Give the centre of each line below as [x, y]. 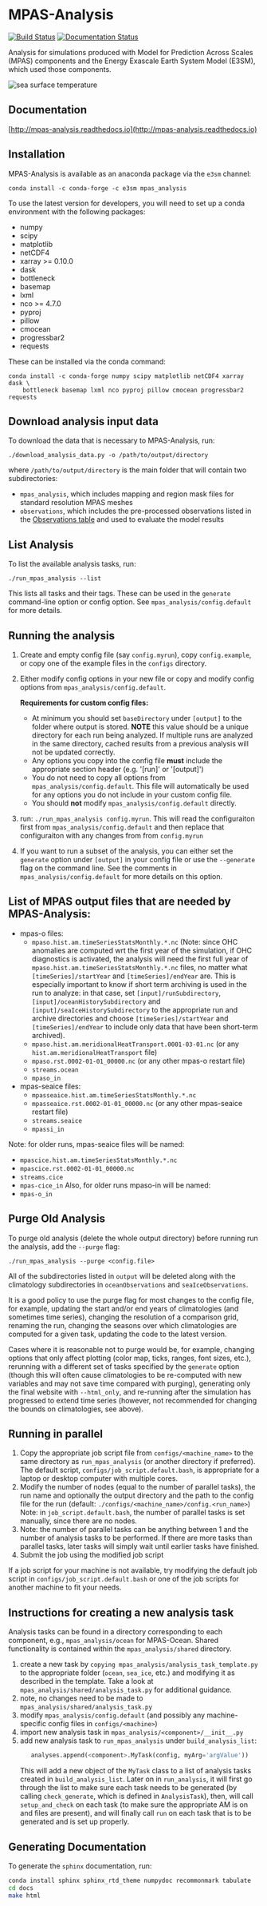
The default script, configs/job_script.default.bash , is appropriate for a [139, 1470]
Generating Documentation [77, 1846]
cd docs [21, 1888]
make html [25, 1896]
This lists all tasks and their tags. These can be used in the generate [120, 594]
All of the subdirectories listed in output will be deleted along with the [122, 1275]
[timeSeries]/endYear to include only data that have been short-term [145, 1027]
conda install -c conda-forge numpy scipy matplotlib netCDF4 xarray [126, 376]
